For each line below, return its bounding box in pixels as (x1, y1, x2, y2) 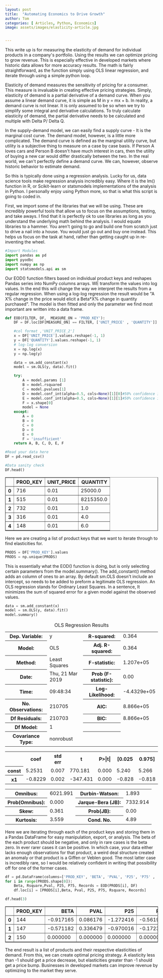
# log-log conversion (14, 342, 57, 347)
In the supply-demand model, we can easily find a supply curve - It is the (5, 128, 151, 133)
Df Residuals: (10, 715, 42, 722)
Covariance (12, 733, 40, 739)
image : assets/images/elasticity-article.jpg (5, 25, 98, 30)
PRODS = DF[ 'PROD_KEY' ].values (5, 550, 68, 555)
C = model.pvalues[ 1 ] (22, 386, 66, 392)
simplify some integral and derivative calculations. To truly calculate (5, 108, 141, 114)
